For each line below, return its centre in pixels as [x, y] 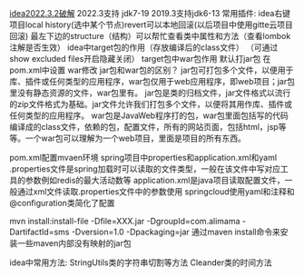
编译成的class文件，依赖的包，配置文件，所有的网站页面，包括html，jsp [144, 127]
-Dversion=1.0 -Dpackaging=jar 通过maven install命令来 [176, 232]
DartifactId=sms [39, 232]
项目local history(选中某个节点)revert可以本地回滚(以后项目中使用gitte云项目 [151, 25]
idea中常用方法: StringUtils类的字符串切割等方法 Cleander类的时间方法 [141, 262]
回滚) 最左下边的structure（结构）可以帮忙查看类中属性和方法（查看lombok [150, 36]
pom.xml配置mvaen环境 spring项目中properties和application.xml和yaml [143, 158]
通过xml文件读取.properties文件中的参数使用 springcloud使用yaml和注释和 [156, 192]
